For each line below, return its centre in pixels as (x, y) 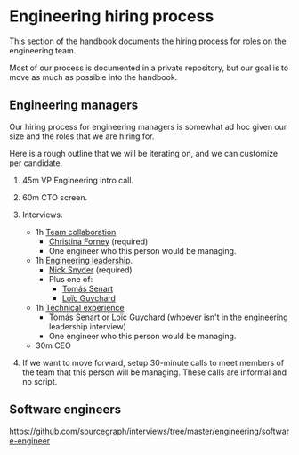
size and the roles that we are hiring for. (82, 136)
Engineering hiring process (112, 16)
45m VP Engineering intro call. (78, 180)
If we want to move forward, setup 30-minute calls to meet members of (153, 362)
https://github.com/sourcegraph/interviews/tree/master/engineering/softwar (149, 431)
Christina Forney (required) (98, 241)
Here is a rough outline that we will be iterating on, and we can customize (144, 153)
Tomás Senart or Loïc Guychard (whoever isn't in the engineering (168, 317)
